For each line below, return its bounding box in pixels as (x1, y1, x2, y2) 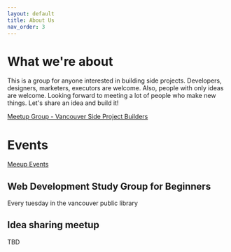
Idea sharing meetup (7, 219, 99, 231)
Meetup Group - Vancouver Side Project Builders (7, 113, 148, 121)
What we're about (7, 53, 113, 69)
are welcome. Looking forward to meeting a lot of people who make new (7, 92, 216, 100)
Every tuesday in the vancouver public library (7, 199, 139, 207)
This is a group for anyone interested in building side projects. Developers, (7, 76, 222, 85)
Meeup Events (7, 160, 49, 169)
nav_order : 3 (7, 23, 45, 30)
